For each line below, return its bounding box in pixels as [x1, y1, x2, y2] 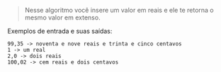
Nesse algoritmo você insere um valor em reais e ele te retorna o [24, 6, 214, 14]
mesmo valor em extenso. [24, 13, 101, 22]
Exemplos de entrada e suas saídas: [7, 27, 113, 35]
